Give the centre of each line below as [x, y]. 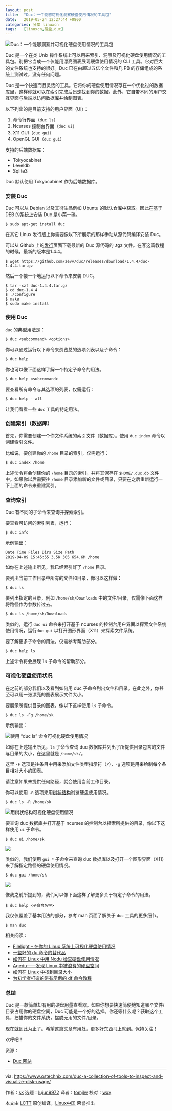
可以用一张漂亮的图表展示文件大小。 [48, 694]
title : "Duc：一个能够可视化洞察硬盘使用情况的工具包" [58, 15]
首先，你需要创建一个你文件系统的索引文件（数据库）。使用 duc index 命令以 [85, 436]
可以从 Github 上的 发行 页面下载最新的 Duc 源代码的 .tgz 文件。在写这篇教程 [85, 245]
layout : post [19, 10]
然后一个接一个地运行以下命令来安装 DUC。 [51, 276]
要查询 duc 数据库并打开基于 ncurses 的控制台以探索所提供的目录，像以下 [83, 823]
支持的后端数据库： [26, 150]
